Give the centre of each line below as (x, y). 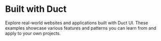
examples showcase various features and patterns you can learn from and (81, 28)
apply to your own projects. (33, 33)
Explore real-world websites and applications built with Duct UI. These (77, 23)
